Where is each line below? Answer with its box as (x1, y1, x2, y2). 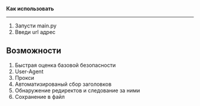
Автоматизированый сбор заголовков (14, 80, 112, 88)
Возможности (6, 46, 61, 56)
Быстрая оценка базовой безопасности (14, 61, 116, 68)
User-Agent (14, 68, 43, 75)
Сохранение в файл (14, 93, 65, 100)
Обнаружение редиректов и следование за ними (14, 86, 140, 94)
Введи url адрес (14, 29, 56, 35)
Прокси (14, 74, 35, 81)
